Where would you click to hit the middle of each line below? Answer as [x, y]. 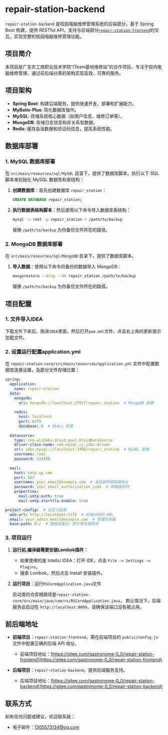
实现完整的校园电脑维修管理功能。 [49, 36]
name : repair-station [36, 389]
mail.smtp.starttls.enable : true [53, 501]
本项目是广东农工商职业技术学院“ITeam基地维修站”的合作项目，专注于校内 [81, 67]
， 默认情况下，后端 [140, 600]
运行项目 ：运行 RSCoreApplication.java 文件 [57, 583]
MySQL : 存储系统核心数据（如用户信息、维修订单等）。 [68, 116]
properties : [26, 492]
